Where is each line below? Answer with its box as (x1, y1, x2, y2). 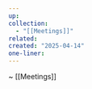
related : (8, 34, 38, 43)
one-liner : (8, 49, 45, 57)
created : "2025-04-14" (8, 42, 85, 50)
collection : (8, 19, 48, 28)
